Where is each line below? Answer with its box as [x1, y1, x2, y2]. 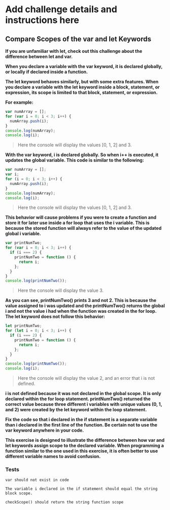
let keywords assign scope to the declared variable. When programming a [5, 442, 164, 448]
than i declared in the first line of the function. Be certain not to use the [5, 422, 157, 428]
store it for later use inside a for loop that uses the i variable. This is [5, 220, 150, 226]
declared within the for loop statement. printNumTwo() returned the [5, 396, 151, 402]
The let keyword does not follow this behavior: [5, 314, 105, 320]
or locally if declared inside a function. [5, 69, 88, 75]
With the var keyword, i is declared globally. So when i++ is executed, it [5, 152, 159, 158]
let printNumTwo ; [5, 323, 42, 328]
